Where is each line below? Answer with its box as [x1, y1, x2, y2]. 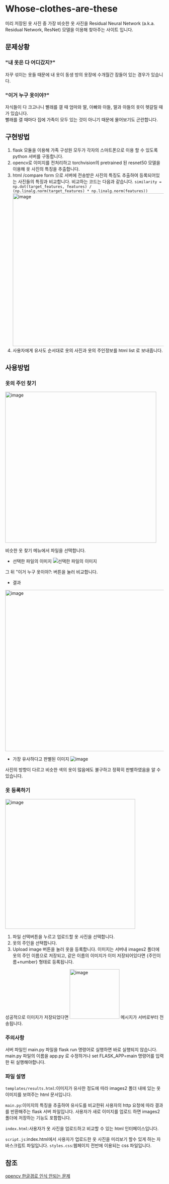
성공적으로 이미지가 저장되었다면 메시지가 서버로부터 [5, 1014, 158, 1020]
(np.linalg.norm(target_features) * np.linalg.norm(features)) [12, 188, 148, 194]
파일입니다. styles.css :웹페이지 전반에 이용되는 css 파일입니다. [27, 1143, 152, 1149]
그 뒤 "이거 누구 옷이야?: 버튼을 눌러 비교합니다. [5, 569, 98, 575]
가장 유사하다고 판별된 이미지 [12, 756, 69, 762]
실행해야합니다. [16, 1059, 46, 1065]
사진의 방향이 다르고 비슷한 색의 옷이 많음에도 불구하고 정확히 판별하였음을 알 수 [5, 767, 161, 773]
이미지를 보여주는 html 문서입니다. [5, 1091, 72, 1097]
